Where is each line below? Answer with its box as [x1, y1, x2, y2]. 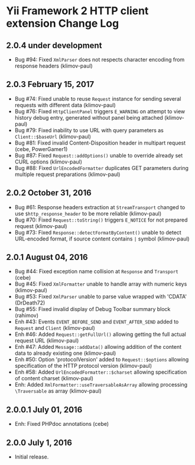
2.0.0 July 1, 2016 [6, 437, 73, 448]
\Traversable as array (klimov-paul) [14, 387, 102, 395]
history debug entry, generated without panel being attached [14, 114, 164, 121]
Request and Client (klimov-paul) [14, 325, 96, 332]
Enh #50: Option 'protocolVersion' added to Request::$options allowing [14, 356, 189, 363]
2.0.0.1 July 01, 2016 [6, 405, 83, 415]
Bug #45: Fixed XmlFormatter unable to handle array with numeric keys [14, 280, 187, 288]
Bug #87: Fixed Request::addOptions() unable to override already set [14, 152, 183, 159]
